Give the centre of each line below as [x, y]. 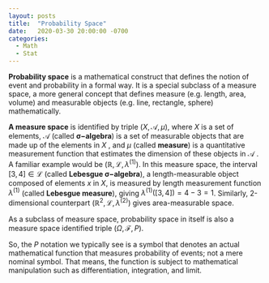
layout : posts [32, 16]
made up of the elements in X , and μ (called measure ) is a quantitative [127, 145]
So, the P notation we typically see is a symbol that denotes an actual [124, 244]
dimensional [29, 203]
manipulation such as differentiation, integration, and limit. [105, 270]
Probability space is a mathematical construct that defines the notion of [129, 77]
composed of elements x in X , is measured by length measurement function [135, 182]
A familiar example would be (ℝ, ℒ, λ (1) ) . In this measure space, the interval [133, 163]
